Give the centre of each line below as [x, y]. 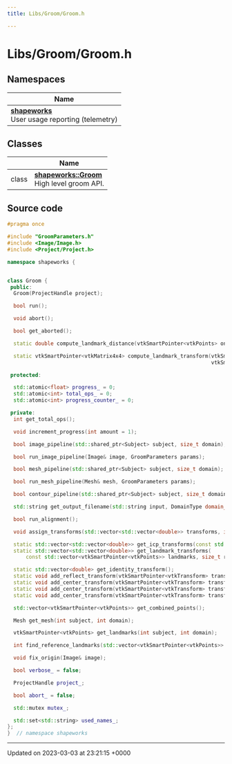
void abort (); [33, 319]
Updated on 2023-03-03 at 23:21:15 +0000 [69, 753]
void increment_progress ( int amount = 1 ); [75, 432]
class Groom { [28, 281]
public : [21, 287]
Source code [35, 208]
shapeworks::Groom [68, 175]
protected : [26, 375]
